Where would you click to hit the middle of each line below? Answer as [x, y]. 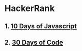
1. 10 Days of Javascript [41, 26]
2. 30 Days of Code [34, 42]
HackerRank [30, 8]
